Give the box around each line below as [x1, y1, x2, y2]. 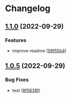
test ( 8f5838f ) [12, 87, 40, 93]
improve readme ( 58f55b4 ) [12, 48, 67, 53]
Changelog [5, 3, 51, 14]
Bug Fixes [5, 76, 29, 83]
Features [5, 37, 27, 44]
